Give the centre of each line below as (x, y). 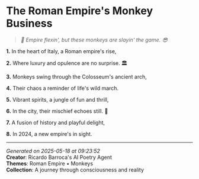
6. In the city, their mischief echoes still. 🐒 (57, 111)
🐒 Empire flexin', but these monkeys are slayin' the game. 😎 (94, 40)
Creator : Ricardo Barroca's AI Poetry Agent (59, 157)
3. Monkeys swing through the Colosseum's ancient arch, (76, 77)
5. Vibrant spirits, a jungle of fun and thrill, (57, 99)
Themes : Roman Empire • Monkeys (50, 163)
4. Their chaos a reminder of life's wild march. (62, 88)
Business (29, 23)
